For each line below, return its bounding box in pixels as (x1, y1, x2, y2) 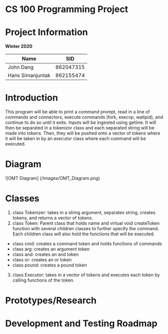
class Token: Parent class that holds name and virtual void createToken (12, 220, 160, 226)
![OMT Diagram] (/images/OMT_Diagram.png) (5, 175, 101, 181)
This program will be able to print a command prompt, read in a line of (5, 109, 150, 115)
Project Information (5, 27, 88, 38)
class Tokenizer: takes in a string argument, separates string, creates (12, 209, 156, 215)
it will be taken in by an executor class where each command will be (5, 136, 146, 142)
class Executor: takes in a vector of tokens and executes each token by (12, 272, 160, 278)
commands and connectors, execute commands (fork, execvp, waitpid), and (5, 114, 163, 120)
